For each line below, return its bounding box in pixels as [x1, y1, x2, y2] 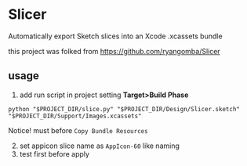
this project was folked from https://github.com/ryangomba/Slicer [8, 46, 221, 56]
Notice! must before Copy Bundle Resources [8, 125, 148, 135]
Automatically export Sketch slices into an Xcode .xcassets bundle [8, 31, 223, 41]
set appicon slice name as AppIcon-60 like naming [19, 141, 180, 150]
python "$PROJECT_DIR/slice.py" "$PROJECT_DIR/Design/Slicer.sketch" [8, 105, 241, 113]
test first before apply [19, 149, 90, 158]
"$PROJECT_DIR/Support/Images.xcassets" [8, 112, 143, 120]
